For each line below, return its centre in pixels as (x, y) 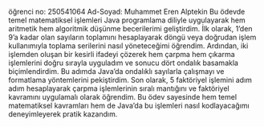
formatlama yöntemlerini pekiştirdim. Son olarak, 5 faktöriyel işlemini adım (130, 80)
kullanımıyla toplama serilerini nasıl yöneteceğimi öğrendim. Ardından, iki (128, 46)
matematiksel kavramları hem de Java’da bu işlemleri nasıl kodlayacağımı (129, 105)
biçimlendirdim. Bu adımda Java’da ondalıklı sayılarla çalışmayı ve (116, 71)
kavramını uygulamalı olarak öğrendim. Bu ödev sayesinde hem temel (123, 97)
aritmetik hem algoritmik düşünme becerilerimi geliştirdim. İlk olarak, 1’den (130, 29)
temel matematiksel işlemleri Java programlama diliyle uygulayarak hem (127, 20)
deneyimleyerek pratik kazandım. (63, 114)
